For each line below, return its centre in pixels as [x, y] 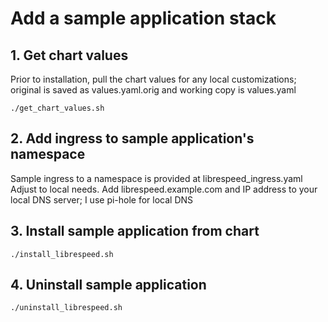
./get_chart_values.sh [57, 108]
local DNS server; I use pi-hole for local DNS [102, 199]
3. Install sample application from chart [135, 231]
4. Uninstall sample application [108, 285]
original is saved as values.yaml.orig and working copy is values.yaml [153, 90]
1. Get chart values [69, 55]
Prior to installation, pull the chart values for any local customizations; [153, 79]
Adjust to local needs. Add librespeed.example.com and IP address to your [164, 189]
